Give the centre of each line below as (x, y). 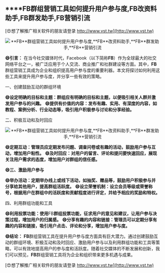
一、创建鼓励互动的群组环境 (33, 87)
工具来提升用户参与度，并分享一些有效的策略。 (56, 76)
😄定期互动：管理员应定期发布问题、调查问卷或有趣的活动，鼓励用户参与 (78, 147)
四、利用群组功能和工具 (29, 203)
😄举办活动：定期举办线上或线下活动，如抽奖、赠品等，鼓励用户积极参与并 (81, 180)
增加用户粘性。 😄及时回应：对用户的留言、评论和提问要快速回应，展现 (85, 153)
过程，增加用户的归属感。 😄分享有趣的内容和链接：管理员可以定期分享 (81, 219)
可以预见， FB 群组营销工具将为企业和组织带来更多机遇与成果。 (72, 254)
